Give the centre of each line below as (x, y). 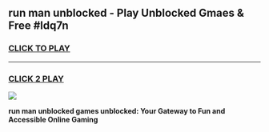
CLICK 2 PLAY (36, 78)
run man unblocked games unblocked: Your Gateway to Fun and (117, 110)
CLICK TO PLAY (39, 49)
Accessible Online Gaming (53, 119)
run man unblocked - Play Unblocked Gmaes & (126, 13)
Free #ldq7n (38, 26)
